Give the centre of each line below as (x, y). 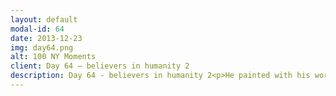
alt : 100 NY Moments (53, 57)
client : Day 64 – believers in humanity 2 (100, 66)
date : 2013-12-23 (46, 38)
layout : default (44, 19)
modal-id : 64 (37, 29)
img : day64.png (42, 47)
